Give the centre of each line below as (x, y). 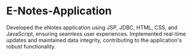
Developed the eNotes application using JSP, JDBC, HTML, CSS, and (92, 27)
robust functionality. (31, 46)
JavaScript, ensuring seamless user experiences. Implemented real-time (96, 33)
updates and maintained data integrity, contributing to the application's (94, 40)
